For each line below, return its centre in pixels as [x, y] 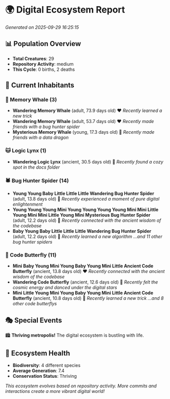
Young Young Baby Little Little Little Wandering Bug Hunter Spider [83, 193]
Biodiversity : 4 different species [47, 365]
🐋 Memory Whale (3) [31, 100]
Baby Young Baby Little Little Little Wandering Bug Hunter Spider [82, 231]
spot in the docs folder [36, 167]
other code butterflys [35, 304]
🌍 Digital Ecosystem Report [65, 10]
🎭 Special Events [34, 320]
